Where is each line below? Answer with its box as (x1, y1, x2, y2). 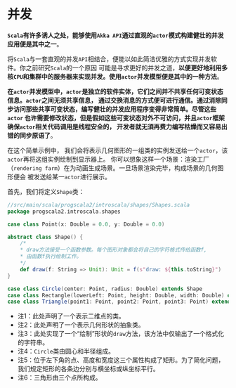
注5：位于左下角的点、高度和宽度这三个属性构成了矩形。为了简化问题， (17, 356, 225, 364)
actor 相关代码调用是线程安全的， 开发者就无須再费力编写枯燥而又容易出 (20, 122, 228, 131)
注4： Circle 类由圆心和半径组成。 (17, 347, 114, 356)
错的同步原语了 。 (7, 131, 57, 139)
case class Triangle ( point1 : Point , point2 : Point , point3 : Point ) (7, 298, 209, 306)
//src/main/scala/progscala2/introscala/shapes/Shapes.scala (7, 201, 190, 208)
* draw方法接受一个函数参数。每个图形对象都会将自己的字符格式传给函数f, (20, 247, 207, 254)
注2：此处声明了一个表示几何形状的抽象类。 (17, 321, 145, 329)
